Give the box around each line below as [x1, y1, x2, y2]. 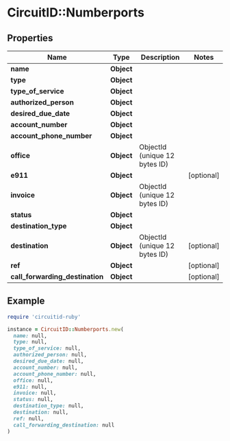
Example [7, 295, 45, 307]
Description [140, 53, 180, 62]
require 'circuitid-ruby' [7, 313, 81, 320]
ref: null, [13, 415, 44, 422]
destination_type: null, [13, 403, 84, 409]
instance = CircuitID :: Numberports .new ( [7, 326, 125, 332]
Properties [7, 32, 53, 44]
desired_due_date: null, [13, 358, 84, 365]
